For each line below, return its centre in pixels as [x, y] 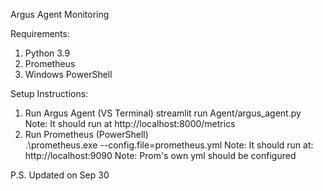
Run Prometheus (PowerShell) [86, 134]
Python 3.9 [47, 53]
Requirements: [40, 33]
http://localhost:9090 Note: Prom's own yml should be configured [160, 155]
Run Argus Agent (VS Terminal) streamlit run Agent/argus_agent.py [163, 113]
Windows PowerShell [68, 74]
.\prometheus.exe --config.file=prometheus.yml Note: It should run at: [169, 145]
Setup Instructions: [49, 93]
